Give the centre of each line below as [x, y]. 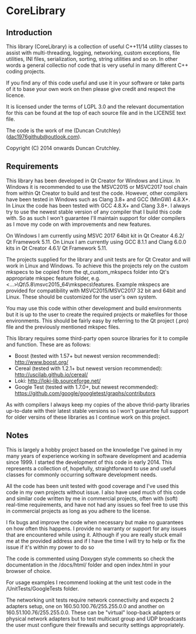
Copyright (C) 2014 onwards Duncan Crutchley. [63, 148]
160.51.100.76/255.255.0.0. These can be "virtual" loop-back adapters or [93, 612]
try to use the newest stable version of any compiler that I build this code [94, 212]
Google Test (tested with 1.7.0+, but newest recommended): [87, 387]
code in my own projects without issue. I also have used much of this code [96, 492]
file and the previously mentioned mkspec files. [63, 327]
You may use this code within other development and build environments [94, 308]
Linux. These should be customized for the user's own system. [82, 297]
